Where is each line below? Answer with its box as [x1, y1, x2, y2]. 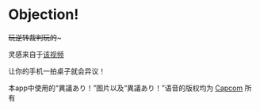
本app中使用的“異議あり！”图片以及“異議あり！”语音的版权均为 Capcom [8, 83, 243, 93]
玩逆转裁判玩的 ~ [8, 32, 62, 42]
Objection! [8, 6, 79, 24]
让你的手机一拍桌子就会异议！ [8, 66, 105, 76]
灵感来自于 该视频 [8, 49, 64, 59]
